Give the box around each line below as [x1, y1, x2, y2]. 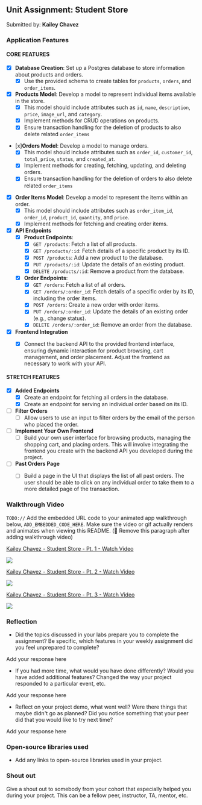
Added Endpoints [14, 387, 60, 394]
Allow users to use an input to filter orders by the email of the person [24, 414, 195, 421]
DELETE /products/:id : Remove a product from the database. [33, 268, 185, 275]
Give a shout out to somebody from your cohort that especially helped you [6, 785, 191, 792]
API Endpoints [14, 227, 52, 234]
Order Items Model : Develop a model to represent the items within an [14, 193, 188, 201]
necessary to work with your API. [24, 360, 107, 367]
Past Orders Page [14, 460, 60, 468]
